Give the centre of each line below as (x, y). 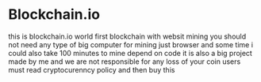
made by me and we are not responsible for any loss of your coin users (125, 61)
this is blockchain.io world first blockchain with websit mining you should (127, 36)
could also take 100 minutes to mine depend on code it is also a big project (130, 53)
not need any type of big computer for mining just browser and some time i (131, 44)
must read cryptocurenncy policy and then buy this (92, 69)
